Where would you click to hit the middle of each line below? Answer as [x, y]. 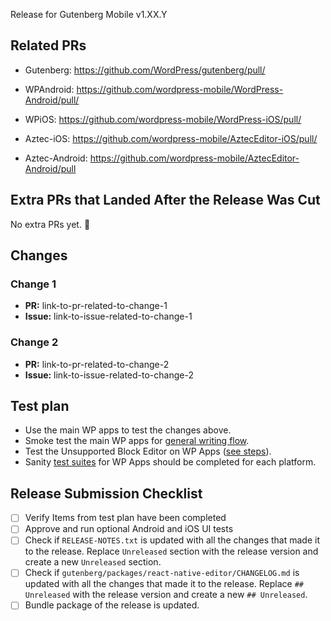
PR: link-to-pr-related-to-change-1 [96, 306]
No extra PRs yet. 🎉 [50, 224]
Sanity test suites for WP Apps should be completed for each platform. [170, 462]
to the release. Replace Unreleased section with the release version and [171, 551]
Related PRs [48, 45]
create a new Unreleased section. [93, 562]
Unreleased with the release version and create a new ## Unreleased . [166, 595]
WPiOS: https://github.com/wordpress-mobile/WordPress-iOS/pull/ [163, 119]
